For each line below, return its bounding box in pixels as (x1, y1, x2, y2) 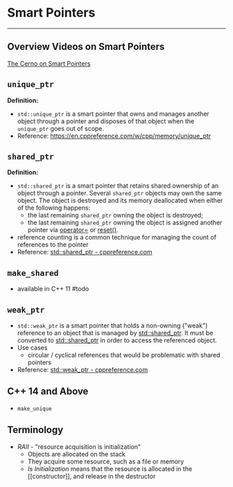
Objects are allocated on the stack (27, 450, 126, 458)
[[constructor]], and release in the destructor (27, 472, 156, 480)
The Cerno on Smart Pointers (7, 59, 91, 67)
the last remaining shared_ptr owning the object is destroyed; (27, 211, 203, 220)
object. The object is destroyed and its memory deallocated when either (17, 196, 223, 205)
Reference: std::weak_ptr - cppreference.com (17, 366, 148, 373)
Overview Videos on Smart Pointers (7, 41, 165, 53)
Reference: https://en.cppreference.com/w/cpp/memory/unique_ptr (17, 132, 212, 140)
